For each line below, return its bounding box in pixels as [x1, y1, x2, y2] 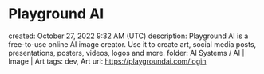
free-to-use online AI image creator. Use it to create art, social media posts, [8, 39, 257, 49]
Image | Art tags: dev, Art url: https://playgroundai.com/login [8, 56, 207, 66]
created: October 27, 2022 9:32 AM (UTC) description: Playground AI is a [8, 31, 249, 41]
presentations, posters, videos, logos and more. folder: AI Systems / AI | [8, 48, 245, 57]
